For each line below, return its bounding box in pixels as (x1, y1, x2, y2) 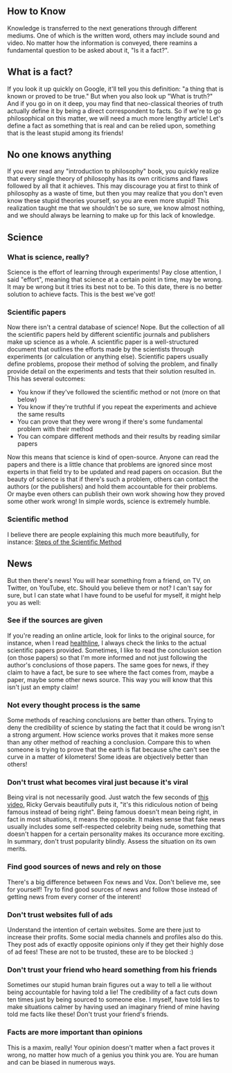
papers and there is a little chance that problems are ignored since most (7, 460, 213, 469)
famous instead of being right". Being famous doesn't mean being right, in (7, 808, 218, 817)
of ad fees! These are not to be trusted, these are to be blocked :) (7, 948, 194, 956)
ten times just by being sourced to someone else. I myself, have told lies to (7, 995, 220, 1004)
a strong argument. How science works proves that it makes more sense (7, 731, 214, 739)
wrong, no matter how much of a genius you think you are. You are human (7, 1050, 219, 1059)
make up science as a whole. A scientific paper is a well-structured (7, 338, 199, 346)
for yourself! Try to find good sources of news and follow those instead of (7, 885, 218, 893)
